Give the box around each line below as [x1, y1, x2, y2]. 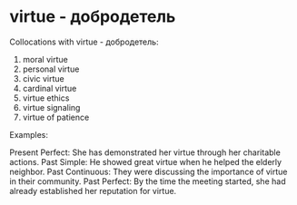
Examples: [9, 129, 48, 140]
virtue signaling [22, 102, 81, 112]
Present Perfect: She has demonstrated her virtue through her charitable [9, 147, 282, 158]
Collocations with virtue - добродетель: [9, 36, 159, 47]
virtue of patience [22, 112, 90, 122]
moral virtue [22, 54, 68, 64]
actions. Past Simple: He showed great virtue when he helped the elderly [9, 156, 282, 167]
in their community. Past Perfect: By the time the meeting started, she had [9, 175, 286, 187]
